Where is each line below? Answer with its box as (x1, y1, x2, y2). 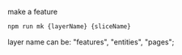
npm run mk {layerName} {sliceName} (7, 23, 131, 31)
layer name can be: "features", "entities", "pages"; (7, 36, 175, 47)
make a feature (7, 7, 58, 16)
